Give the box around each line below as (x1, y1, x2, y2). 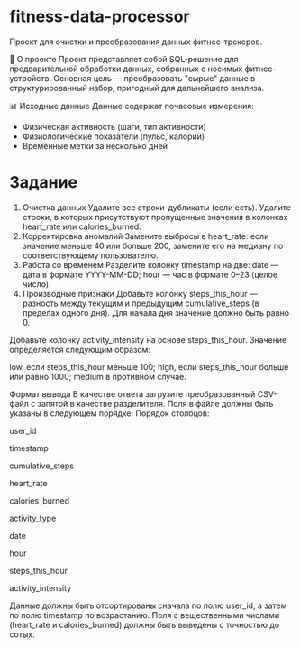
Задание (9, 172, 78, 193)
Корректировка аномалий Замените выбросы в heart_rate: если (22, 230, 269, 241)
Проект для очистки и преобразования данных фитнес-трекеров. (9, 36, 263, 47)
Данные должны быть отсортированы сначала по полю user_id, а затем (9, 600, 287, 611)
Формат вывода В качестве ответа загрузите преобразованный (9, 388, 256, 399)
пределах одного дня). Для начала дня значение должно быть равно (22, 307, 290, 318)
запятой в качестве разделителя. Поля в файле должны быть (37, 398, 274, 409)
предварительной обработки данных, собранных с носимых (9, 63, 243, 74)
